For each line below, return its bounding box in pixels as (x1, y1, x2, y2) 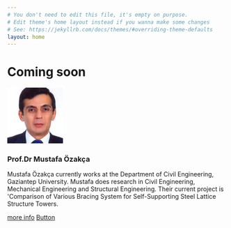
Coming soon (7, 64, 86, 80)
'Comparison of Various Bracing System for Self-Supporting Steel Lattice (7, 192, 216, 201)
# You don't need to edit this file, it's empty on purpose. (7, 11, 189, 18)
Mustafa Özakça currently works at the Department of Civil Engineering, (7, 170, 214, 178)
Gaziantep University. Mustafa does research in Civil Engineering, (7, 178, 196, 186)
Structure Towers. (7, 199, 59, 208)
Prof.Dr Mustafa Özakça (7, 154, 90, 164)
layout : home (7, 33, 45, 40)
